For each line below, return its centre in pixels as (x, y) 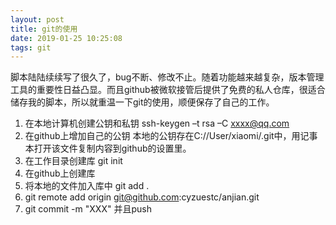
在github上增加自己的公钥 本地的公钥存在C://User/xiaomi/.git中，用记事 (171, 136)
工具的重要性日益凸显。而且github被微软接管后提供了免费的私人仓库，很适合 (168, 90)
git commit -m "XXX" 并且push (88, 209)
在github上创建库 (60, 173)
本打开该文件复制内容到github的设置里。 (108, 148)
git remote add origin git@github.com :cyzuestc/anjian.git (142, 197)
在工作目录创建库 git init (73, 161)
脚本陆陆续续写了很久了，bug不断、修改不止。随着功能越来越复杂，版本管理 (167, 77)
